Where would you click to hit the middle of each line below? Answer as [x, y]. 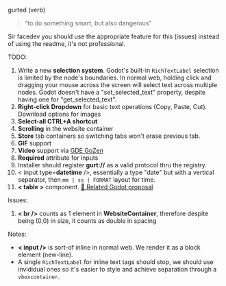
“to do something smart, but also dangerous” [88, 23]
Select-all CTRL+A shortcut [58, 121]
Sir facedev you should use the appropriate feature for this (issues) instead [114, 36]
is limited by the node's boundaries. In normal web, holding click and [114, 78]
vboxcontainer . [39, 276]
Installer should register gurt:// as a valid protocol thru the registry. [112, 165]
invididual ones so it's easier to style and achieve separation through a [117, 269]
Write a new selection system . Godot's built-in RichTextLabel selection [118, 70]
